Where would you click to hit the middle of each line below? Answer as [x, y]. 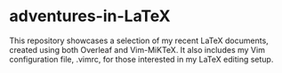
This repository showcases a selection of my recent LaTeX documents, [139, 40]
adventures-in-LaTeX [90, 16]
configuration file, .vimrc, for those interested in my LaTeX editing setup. [141, 59]
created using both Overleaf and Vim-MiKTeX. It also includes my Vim [137, 49]
